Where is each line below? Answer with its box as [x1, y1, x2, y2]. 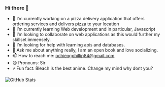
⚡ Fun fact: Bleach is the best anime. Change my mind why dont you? [12, 65, 153, 71]
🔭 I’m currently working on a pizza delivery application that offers [12, 16, 145, 22]
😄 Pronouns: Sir [12, 60, 46, 66]
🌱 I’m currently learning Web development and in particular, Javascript [12, 26, 156, 32]
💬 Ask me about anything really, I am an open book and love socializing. [12, 47, 158, 53]
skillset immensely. [12, 37, 51, 43]
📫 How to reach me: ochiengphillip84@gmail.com [12, 53, 115, 59]
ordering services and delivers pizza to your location [12, 21, 119, 27]
